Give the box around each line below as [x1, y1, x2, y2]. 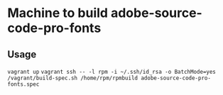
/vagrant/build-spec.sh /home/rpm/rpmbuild [7, 74, 138, 82]
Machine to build [7, 5, 109, 21]
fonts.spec [7, 81, 40, 88]
